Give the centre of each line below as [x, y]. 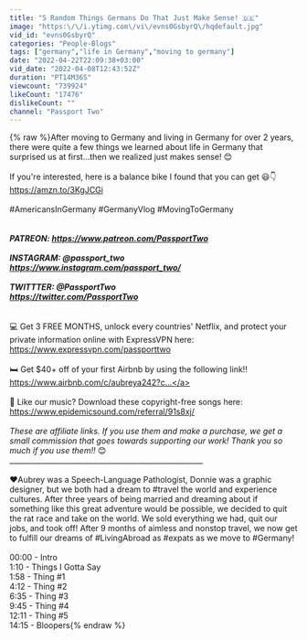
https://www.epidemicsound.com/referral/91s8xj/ [102, 411]
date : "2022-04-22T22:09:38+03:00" [77, 60]
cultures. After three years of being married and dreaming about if [134, 499]
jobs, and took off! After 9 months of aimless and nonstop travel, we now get [153, 528]
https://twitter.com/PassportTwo [74, 297]
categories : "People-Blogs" [63, 43]
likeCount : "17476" [47, 94]
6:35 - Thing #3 [39, 596]
